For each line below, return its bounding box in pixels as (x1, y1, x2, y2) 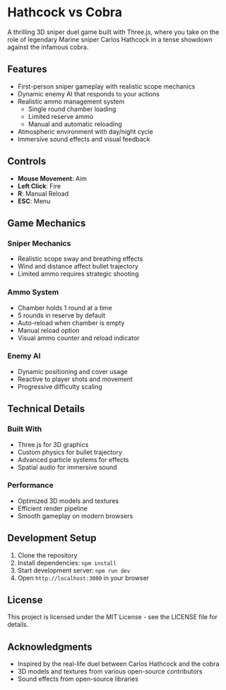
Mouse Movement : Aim (17, 174, 87, 183)
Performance (7, 480, 54, 490)
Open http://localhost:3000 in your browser (17, 573, 150, 582)
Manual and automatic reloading (28, 120, 122, 128)
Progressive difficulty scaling (17, 382, 102, 390)
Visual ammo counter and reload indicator (17, 334, 140, 342)
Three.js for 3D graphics (17, 440, 89, 448)
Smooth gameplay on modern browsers (17, 511, 133, 520)
